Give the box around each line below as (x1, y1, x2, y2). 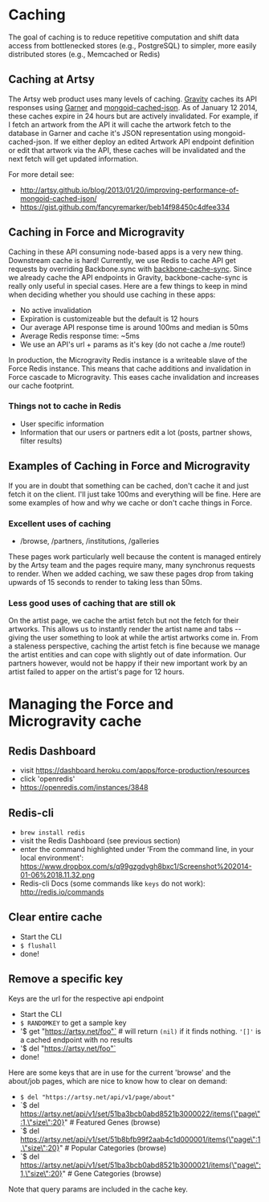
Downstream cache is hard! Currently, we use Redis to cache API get (8, 255, 236, 265)
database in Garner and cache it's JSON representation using (8, 128, 212, 138)
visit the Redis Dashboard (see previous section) (19, 836, 181, 846)
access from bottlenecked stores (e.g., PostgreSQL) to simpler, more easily (8, 40, 257, 50)
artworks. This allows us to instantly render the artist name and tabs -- (8, 624, 242, 634)
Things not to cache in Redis (8, 401, 122, 412)
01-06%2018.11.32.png (19, 871, 95, 880)
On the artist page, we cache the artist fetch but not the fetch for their (8, 615, 239, 625)
